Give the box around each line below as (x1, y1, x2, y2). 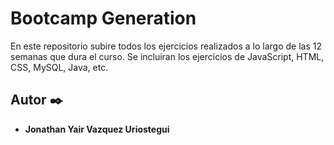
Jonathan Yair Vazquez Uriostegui (24, 123, 170, 135)
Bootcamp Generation (10, 7, 197, 30)
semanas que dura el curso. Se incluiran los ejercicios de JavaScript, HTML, (10, 50, 325, 62)
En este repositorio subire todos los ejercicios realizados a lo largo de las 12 (10, 40, 322, 52)
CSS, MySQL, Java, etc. (10, 61, 109, 73)
